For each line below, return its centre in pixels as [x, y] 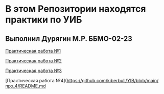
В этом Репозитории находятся [76, 9]
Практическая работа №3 [34, 70]
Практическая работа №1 [33, 51]
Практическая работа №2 [34, 61]
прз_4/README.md [26, 86]
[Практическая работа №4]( [36, 80]
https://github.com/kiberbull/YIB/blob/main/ [113, 80]
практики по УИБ [44, 20]
